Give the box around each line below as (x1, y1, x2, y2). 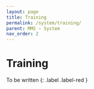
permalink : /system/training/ (6, 20, 82, 26)
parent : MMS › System (6, 25, 60, 32)
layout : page (6, 8, 39, 15)
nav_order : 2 (6, 31, 39, 37)
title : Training (6, 14, 47, 20)
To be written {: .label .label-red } (6, 76, 88, 84)
